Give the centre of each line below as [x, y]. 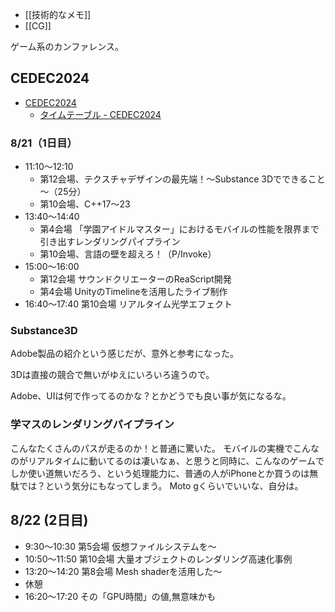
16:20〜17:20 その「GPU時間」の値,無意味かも [120, 596]
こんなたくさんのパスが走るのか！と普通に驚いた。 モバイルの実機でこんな [165, 448]
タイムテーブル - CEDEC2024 [100, 114]
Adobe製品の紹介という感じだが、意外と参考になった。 [125, 354]
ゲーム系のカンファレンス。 [67, 46]
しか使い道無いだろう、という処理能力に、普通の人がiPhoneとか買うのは [160, 473]
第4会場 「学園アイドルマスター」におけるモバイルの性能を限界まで [179, 229]
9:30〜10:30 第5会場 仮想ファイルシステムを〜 [120, 546]
